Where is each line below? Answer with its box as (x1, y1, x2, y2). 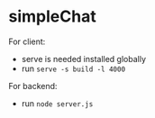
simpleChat (8, 6, 96, 27)
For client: (8, 36, 46, 47)
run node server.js (21, 97, 94, 109)
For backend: (8, 80, 58, 91)
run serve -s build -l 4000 (21, 63, 126, 74)
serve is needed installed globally (21, 53, 146, 64)
